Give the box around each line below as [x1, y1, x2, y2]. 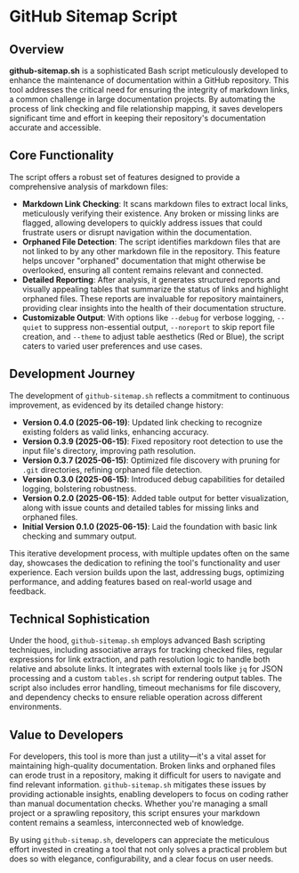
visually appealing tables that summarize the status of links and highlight [21, 284, 289, 294]
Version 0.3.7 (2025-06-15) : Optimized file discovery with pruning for [21, 455, 280, 465]
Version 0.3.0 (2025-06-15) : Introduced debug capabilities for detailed [21, 474, 286, 484]
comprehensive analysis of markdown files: [9, 181, 169, 192]
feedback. [9, 586, 46, 597]
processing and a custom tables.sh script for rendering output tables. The [9, 673, 283, 684]
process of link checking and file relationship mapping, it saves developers [9, 103, 283, 113]
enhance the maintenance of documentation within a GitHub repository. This [9, 75, 289, 86]
